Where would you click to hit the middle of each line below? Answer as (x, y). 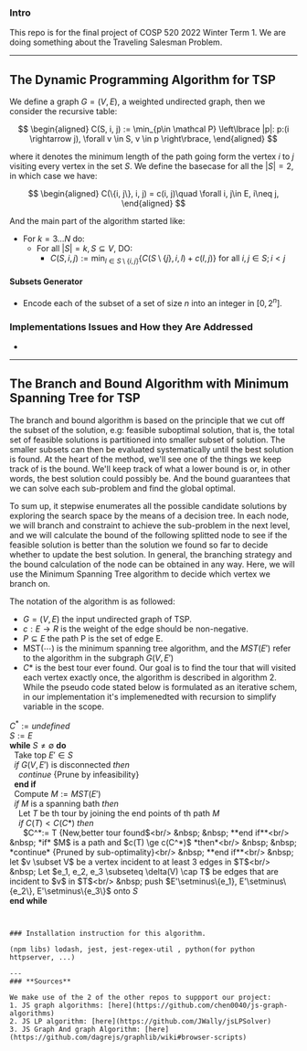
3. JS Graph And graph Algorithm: (75, 1029)
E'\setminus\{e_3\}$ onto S (87, 891)
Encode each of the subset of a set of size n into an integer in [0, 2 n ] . (153, 302)
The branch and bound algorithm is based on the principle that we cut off (147, 420)
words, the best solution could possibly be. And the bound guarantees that (150, 478)
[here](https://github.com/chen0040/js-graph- (197, 1005)
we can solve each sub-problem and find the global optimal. (122, 488)
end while (28, 900)
